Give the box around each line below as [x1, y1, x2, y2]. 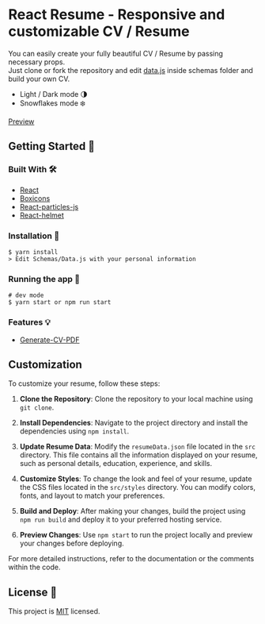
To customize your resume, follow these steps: [8, 379, 161, 388]
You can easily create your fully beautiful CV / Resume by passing [8, 48, 224, 58]
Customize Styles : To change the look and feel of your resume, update [19, 474, 252, 483]
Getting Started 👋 [8, 140, 96, 153]
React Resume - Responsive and [8, 6, 225, 24]
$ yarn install [8, 248, 59, 256]
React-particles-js [19, 202, 79, 211]
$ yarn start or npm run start [8, 299, 112, 306]
